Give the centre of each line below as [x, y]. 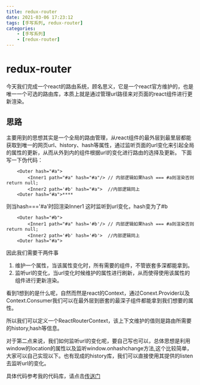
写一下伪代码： [24, 160]
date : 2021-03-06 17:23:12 [40, 17]
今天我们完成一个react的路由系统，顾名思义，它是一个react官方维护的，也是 [100, 86]
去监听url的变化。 [28, 363]
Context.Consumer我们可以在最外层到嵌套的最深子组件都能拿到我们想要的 [97, 300]
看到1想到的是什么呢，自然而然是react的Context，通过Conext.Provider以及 [98, 293]
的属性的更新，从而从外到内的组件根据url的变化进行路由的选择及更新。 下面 [99, 152]
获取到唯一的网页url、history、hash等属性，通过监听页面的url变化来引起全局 [100, 145]
